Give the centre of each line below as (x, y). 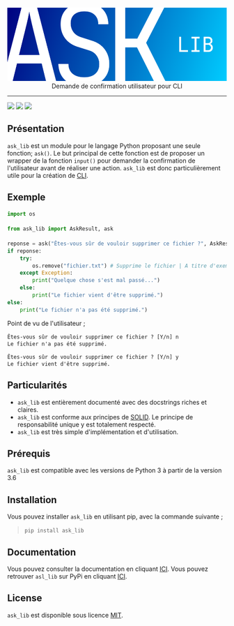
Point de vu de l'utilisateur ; (46, 323)
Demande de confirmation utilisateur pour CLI (117, 86)
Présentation (36, 129)
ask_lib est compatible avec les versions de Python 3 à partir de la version (115, 470)
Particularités (37, 386)
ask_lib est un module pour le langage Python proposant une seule (104, 146)
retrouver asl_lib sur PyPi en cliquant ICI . (67, 576)
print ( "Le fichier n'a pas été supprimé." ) (84, 310)
